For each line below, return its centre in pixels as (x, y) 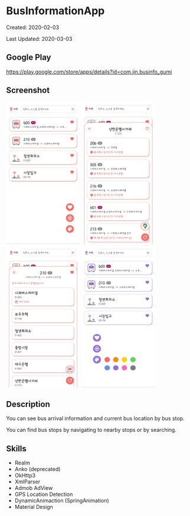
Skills (16, 448)
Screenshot (28, 90)
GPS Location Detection (44, 494)
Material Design (34, 507)
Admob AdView (34, 488)
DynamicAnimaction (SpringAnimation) (62, 501)
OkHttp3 (25, 476)
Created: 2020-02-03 (33, 27)
